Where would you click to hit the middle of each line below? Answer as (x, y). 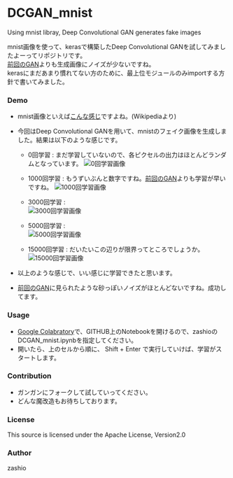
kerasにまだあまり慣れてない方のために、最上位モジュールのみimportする (113, 73)
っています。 (64, 164)
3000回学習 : (47, 202)
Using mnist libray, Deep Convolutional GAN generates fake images (104, 32)
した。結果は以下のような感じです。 (69, 140)
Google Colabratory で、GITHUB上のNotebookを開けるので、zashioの (118, 331)
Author (20, 453)
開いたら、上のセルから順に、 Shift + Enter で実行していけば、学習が (116, 349)
